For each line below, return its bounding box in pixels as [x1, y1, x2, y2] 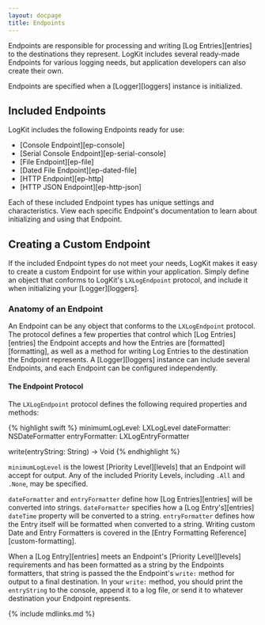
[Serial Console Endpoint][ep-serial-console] [19, 149, 166, 158]
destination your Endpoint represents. [8, 593, 131, 603]
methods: [8, 407, 40, 417]
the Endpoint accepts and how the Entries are [37, 338, 187, 348]
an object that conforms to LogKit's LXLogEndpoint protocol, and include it [8, 275, 248, 285]
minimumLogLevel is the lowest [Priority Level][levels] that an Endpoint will [8, 462, 246, 472]
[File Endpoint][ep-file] [19, 157, 94, 167]
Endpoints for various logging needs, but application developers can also [8, 57, 247, 67]
